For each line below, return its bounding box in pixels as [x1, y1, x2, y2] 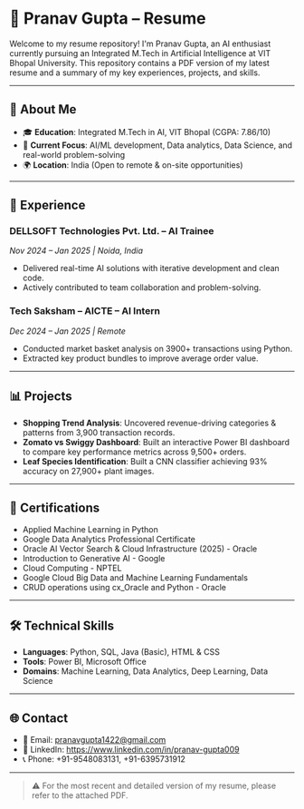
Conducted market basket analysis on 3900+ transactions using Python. [22, 343, 293, 354]
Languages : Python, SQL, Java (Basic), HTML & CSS [22, 647, 220, 658]
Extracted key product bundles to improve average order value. [22, 353, 259, 364]
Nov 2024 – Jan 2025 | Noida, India [9, 245, 143, 257]
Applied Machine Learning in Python [22, 524, 158, 535]
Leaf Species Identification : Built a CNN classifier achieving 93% [22, 455, 268, 466]
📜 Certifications [9, 500, 100, 515]
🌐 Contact [9, 710, 69, 726]
